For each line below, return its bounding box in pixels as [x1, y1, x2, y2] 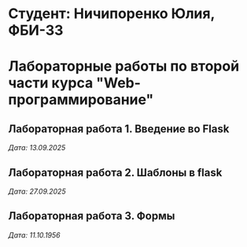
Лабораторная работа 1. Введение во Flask [8, 122, 230, 135]
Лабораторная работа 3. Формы [8, 209, 175, 223]
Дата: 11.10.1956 [8, 230, 61, 240]
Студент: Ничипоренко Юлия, [8, 5, 215, 23]
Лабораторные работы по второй [8, 57, 240, 76]
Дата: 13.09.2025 [8, 143, 66, 153]
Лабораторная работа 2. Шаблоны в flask [8, 166, 223, 179]
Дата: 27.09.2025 [8, 186, 66, 196]
